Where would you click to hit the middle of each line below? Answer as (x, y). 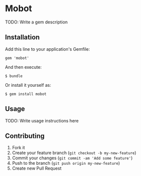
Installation (22, 37)
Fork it (18, 148)
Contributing (25, 136)
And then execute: (23, 67)
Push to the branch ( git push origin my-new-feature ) (66, 163)
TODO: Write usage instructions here (42, 120)
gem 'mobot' (17, 58)
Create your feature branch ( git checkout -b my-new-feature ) (74, 153)
